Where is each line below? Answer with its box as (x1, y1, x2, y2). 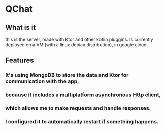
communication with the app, (5, 78, 79, 85)
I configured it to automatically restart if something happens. (5, 118, 159, 125)
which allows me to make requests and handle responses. (5, 105, 151, 112)
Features (5, 56, 34, 65)
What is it (5, 23, 36, 32)
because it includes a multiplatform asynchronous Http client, (5, 91, 161, 98)
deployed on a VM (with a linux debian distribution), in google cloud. (5, 42, 148, 48)
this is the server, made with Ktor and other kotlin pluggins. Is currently (5, 36, 153, 42)
